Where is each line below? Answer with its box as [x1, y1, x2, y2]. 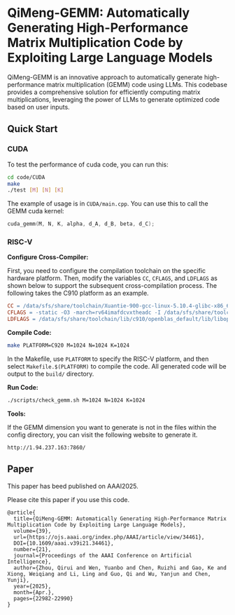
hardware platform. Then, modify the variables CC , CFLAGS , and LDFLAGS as [7, 274, 218, 282]
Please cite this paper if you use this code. [7, 495, 130, 503]
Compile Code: [7, 329, 52, 337]
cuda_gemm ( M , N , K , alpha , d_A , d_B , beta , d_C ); [7, 220, 155, 227]
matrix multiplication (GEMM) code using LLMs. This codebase [46, 80, 227, 88]
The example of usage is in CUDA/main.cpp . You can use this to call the [7, 199, 208, 208]
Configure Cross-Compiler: [7, 253, 89, 261]
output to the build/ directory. [7, 369, 94, 378]
